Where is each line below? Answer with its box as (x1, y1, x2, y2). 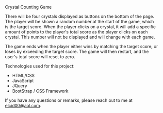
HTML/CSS (12, 73, 35, 78)
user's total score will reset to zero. (5, 54, 75, 60)
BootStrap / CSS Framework (12, 88, 69, 94)
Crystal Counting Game (5, 4, 52, 10)
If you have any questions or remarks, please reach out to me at (5, 97, 133, 103)
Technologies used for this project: (5, 63, 75, 69)
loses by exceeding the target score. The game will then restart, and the (5, 48, 149, 54)
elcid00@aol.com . (5, 103, 42, 108)
